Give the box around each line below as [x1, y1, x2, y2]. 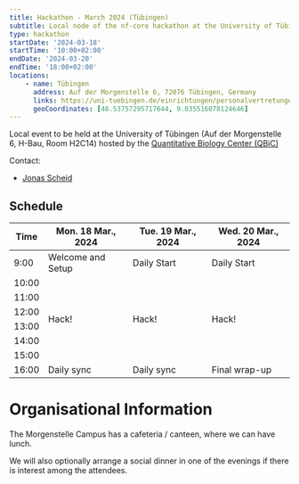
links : [32, 95, 58, 105]
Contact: [9, 155, 42, 166]
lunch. [9, 439, 33, 448]
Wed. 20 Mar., [217, 225, 279, 237]
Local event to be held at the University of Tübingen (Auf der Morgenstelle [9, 128, 282, 139]
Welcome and [47, 251, 106, 264]
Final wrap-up [211, 364, 272, 376]
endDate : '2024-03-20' [9, 54, 93, 63]
